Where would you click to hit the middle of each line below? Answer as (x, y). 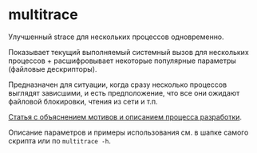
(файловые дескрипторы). (53, 69)
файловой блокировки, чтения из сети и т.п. (83, 101)
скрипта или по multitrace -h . (60, 140)
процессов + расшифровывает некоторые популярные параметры (123, 61)
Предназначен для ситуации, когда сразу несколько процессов (118, 84)
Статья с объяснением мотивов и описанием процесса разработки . (125, 116)
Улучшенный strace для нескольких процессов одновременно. (117, 37)
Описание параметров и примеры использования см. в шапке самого (128, 132)
